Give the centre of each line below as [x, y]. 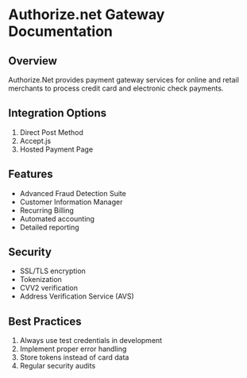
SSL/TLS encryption [52, 271]
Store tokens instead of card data [74, 357]
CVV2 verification [48, 288]
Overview [33, 61]
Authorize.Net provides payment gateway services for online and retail [124, 80]
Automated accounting [57, 218]
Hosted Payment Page [56, 149]
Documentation [61, 31]
